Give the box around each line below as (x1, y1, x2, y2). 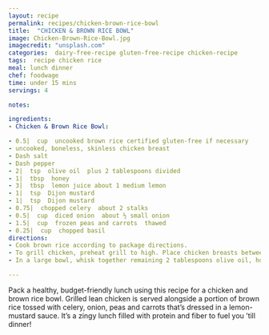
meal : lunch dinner (8, 64, 74, 72)
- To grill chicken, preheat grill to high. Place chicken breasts (8, 249, 239, 257)
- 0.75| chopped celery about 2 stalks (8, 204, 149, 212)
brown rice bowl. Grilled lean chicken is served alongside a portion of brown (8, 293, 260, 303)
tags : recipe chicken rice (8, 57, 102, 65)
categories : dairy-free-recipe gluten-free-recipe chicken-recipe (8, 49, 239, 57)
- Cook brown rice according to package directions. (8, 241, 188, 249)
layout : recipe (8, 11, 59, 20)
